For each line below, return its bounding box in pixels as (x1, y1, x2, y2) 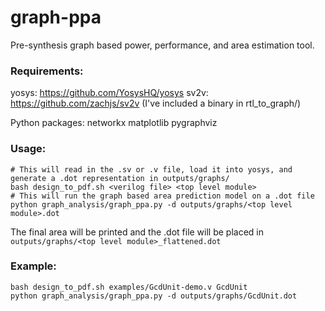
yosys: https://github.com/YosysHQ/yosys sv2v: (10, 87, 209, 99)
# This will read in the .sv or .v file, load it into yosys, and (10, 164, 293, 175)
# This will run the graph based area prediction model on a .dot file (10, 191, 315, 201)
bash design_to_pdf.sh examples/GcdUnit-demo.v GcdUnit (10, 282, 248, 292)
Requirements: (10, 64, 84, 78)
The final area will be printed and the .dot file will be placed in (10, 226, 265, 238)
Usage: (10, 142, 47, 156)
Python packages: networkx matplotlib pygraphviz (10, 117, 218, 129)
